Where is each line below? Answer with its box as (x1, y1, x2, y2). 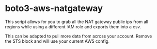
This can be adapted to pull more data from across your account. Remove (5, 33, 152, 39)
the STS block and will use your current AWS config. (5, 38, 110, 44)
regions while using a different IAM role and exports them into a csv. (5, 24, 141, 29)
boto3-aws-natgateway (5, 3, 103, 14)
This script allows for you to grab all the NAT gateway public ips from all (5, 19, 149, 24)
